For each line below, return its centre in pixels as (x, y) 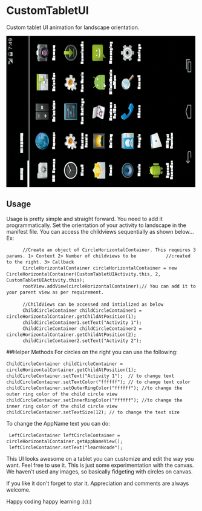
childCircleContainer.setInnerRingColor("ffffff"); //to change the (94, 400)
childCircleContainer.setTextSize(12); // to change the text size (93, 412)
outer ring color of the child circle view (62, 394)
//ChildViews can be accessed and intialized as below (93, 304)
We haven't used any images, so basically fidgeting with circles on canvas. (99, 471)
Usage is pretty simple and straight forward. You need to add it (84, 219)
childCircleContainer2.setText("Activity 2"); (82, 341)
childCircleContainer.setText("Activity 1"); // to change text (90, 376)
